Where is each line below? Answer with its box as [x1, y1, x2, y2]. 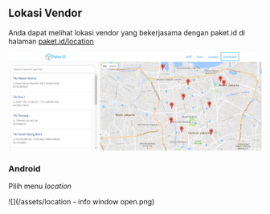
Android [8, 163, 41, 174]
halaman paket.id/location [8, 36, 94, 46]
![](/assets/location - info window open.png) [8, 197, 155, 207]
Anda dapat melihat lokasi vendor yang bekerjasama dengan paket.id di [8, 27, 245, 37]
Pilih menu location [8, 181, 72, 191]
